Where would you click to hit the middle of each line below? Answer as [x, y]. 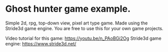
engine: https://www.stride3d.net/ [41, 43]
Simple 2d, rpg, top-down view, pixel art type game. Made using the [77, 23]
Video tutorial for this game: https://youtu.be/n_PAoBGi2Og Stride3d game [83, 38]
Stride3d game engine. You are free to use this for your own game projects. [85, 28]
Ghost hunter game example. [68, 9]
